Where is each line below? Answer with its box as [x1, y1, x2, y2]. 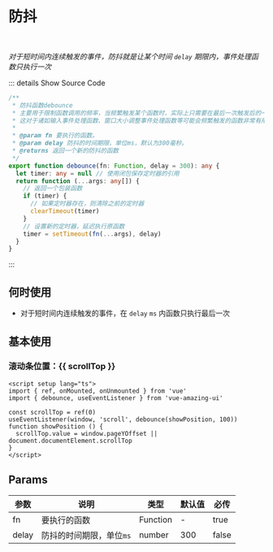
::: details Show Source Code [8, 78, 106, 88]
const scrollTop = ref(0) [8, 408, 96, 416]
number [139, 529, 169, 541]
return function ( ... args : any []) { [15, 176, 140, 185]
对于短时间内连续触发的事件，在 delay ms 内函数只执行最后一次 [19, 308, 230, 318]
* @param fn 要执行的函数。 [11, 132, 99, 140]
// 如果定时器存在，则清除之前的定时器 [29, 200, 145, 208]
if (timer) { [23, 192, 67, 200]
